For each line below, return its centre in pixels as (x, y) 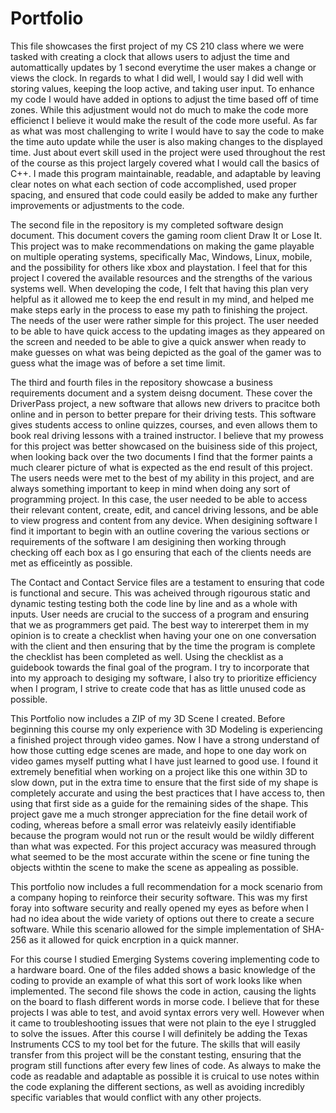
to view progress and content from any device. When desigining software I (164, 520)
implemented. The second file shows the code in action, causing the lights (163, 991)
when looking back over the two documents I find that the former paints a (161, 456)
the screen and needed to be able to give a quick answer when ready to (158, 341)
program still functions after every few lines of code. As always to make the (166, 1065)
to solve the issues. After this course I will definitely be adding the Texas (159, 1033)
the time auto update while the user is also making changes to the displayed (166, 141)
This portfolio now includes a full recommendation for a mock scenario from (166, 886)
